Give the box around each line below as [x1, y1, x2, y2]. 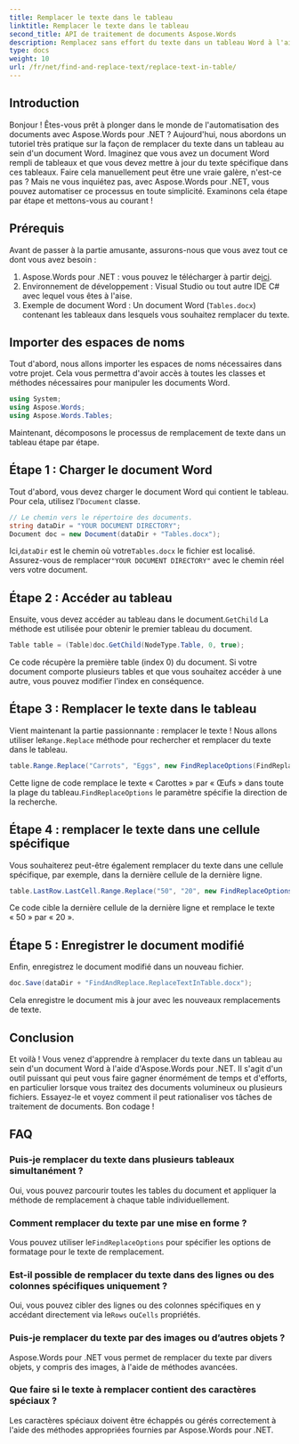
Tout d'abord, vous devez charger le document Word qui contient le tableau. [9, 486, 289, 497]
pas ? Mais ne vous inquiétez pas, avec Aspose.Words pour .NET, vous [9, 175, 270, 187]
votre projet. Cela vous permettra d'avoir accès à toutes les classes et [9, 368, 266, 379]
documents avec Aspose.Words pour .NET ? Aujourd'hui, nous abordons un [9, 128, 287, 139]
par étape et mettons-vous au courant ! [9, 195, 154, 206]
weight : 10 [9, 54, 50, 63]
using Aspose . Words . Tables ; [9, 412, 114, 420]
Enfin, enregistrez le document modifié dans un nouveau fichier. [9, 961, 245, 972]
